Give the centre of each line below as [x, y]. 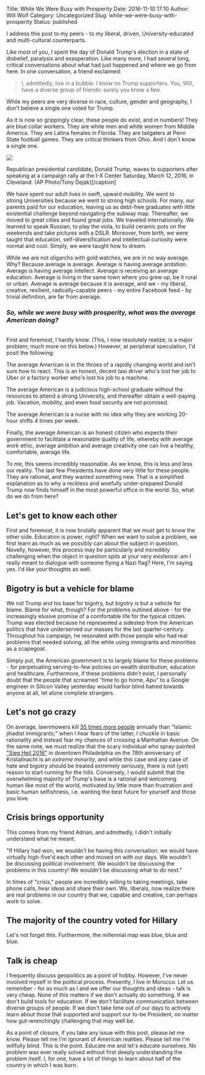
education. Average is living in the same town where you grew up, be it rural [102, 277]
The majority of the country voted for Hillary [92, 920]
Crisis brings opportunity [56, 818]
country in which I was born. [42, 1065]
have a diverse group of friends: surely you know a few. [91, 90]
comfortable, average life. [39, 452]
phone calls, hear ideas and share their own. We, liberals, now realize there [101, 888]
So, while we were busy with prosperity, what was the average [101, 312]
